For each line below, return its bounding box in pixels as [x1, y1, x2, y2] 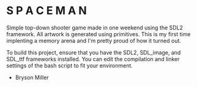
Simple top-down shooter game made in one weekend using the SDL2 [6, 24, 184, 31]
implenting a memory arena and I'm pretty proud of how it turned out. [6, 37, 182, 44]
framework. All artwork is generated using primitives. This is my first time [6, 30, 191, 37]
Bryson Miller [15, 74, 49, 81]
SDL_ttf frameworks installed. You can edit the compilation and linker [6, 55, 180, 62]
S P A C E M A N [6, 4, 87, 18]
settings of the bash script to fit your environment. [6, 62, 133, 69]
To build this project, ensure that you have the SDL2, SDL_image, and [6, 48, 181, 56]
